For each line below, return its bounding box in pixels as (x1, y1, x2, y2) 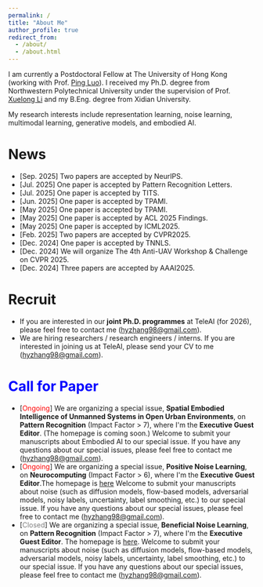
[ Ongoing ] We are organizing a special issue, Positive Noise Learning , (19, 461, 247, 471)
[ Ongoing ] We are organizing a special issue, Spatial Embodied (19, 403, 225, 413)
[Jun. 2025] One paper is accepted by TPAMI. (19, 196, 168, 206)
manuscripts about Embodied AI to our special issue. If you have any (19, 436, 241, 446)
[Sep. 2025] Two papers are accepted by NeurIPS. (19, 171, 183, 180)
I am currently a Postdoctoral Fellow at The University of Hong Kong (8, 70, 228, 78)
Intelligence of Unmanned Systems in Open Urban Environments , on (19, 411, 247, 421)
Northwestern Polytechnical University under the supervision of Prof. (8, 86, 231, 95)
